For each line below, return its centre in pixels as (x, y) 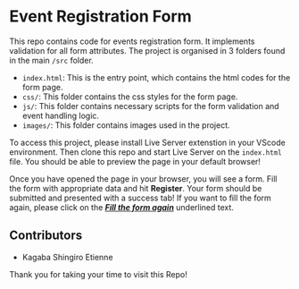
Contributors (46, 236)
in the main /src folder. (51, 60)
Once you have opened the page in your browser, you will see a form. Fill (143, 178)
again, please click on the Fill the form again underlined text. (122, 207)
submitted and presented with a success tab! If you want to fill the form (141, 198)
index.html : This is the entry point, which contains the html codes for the (156, 77)
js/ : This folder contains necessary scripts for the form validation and (150, 106)
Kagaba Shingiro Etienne (67, 257)
